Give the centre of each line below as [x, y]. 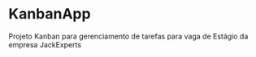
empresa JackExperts [45, 44]
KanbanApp [50, 14]
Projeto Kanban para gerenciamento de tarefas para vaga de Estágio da [128, 36]
